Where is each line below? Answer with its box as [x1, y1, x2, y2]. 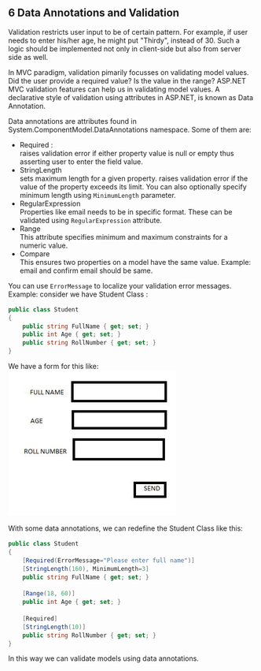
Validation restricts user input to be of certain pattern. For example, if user [8, 27, 248, 36]
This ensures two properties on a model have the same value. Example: [19, 257, 252, 267]
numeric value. [19, 240, 68, 250]
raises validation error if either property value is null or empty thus [19, 148, 234, 158]
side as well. [8, 52, 49, 62]
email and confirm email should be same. [19, 266, 153, 275]
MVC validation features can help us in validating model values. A [8, 84, 220, 94]
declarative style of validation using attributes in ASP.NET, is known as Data [8, 92, 254, 102]
